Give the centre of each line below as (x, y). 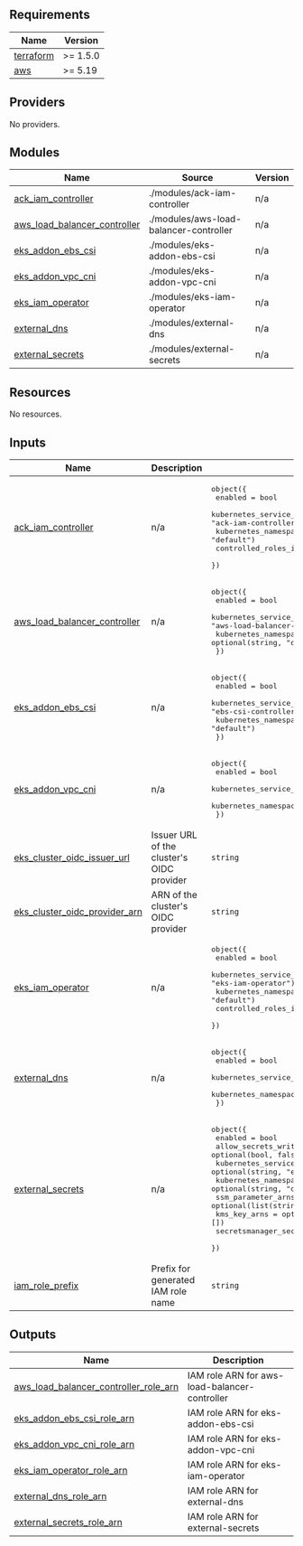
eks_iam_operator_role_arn (71, 1470)
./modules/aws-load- (195, 219)
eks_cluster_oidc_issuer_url (72, 857)
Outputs (33, 1335)
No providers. (35, 124)
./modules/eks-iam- (193, 297)
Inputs (28, 442)
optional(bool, (242, 1155)
